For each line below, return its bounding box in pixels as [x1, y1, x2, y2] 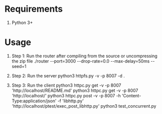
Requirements [4, 3, 63, 15]
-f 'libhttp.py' [57, 98, 84, 104]
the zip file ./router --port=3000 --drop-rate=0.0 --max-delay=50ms [11, 58, 150, 64]
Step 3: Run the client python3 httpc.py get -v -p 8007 [11, 82, 121, 88]
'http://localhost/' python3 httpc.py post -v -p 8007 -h [11, 92, 121, 98]
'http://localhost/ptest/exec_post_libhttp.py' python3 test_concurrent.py [11, 103, 157, 109]
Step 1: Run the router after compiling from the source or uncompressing [11, 53, 158, 59]
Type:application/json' [11, 98, 57, 104]
